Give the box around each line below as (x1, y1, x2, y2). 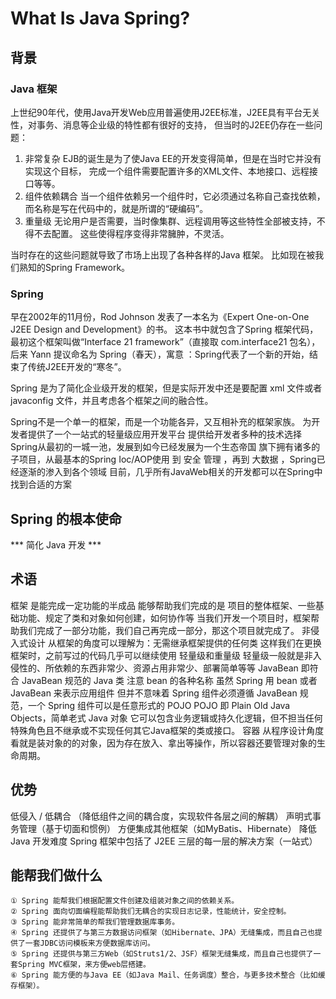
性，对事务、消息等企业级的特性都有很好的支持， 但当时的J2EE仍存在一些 (10, 118, 315, 131)
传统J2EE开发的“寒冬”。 (27, 361, 127, 373)
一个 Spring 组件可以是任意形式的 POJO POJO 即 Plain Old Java (27, 699, 291, 711)
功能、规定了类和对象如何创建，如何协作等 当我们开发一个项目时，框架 (18, 612, 311, 624)
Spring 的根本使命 (10, 510, 122, 527)
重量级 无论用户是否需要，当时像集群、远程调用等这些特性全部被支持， (24, 215, 317, 227)
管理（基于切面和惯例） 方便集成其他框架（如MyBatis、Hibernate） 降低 (18, 822, 317, 834)
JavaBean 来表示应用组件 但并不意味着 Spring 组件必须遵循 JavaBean (10, 687, 298, 699)
